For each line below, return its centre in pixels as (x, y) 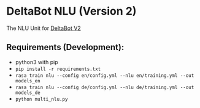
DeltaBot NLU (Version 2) (71, 11)
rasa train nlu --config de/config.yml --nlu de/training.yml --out (105, 87)
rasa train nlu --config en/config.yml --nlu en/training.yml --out (105, 75)
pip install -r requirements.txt (58, 69)
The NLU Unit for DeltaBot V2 (44, 28)
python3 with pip (37, 62)
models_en (28, 81)
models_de (28, 93)
